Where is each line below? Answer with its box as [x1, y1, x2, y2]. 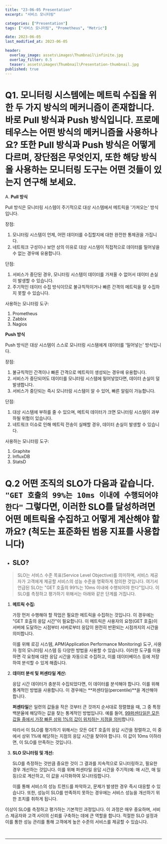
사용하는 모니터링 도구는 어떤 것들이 [15, 164, 152, 175]
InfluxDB [12, 453, 30, 460]
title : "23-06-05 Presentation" [5, 7, 72, 12]
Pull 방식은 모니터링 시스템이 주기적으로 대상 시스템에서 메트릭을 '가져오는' [5, 204, 150, 210]
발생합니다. [12, 382, 34, 388]
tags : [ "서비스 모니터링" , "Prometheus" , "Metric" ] [5, 25, 107, 30]
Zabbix [12, 316, 27, 322]
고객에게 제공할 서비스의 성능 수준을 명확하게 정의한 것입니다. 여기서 [26, 579, 158, 585]
